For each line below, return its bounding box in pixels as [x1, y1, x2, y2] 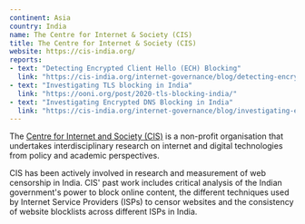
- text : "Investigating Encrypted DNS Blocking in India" [9, 97, 233, 107]
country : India [9, 22, 67, 31]
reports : [9, 55, 43, 64]
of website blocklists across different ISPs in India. [9, 206, 198, 218]
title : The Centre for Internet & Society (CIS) [9, 38, 197, 48]
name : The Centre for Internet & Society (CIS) [9, 30, 193, 39]
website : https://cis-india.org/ [9, 47, 136, 56]
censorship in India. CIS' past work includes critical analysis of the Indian [9, 178, 283, 189]
